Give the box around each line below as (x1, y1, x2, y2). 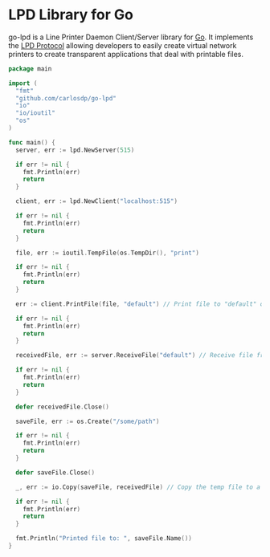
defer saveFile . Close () (15, 468, 95, 477)
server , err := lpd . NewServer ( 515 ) (15, 146, 135, 154)
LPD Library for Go (8, 6, 134, 24)
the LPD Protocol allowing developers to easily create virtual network (8, 40, 237, 50)
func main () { (8, 138, 56, 146)
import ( (8, 79, 38, 87)
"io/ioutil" (15, 109, 56, 117)
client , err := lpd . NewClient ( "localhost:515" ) (15, 197, 178, 205)
